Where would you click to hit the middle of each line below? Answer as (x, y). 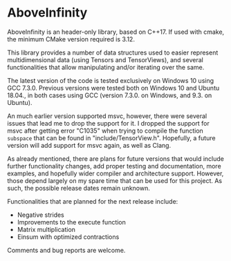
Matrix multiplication (46, 229)
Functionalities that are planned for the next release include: (93, 201)
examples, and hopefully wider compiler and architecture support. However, (115, 173)
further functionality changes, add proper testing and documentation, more (114, 166)
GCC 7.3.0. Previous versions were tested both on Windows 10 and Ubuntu (113, 88)
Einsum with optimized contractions (68, 237)
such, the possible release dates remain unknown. (79, 188)
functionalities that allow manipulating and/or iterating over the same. (106, 67)
